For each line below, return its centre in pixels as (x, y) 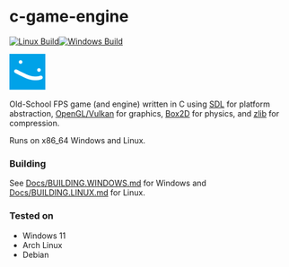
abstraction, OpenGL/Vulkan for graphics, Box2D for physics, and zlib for (144, 113)
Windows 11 (44, 236)
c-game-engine (69, 17)
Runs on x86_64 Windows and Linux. (78, 140)
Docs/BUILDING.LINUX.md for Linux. (77, 193)
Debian (35, 254)
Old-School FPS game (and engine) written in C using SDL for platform (140, 104)
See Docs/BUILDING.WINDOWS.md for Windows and (108, 183)
